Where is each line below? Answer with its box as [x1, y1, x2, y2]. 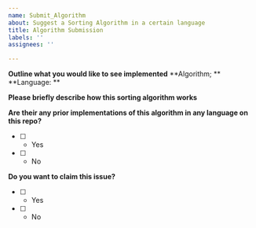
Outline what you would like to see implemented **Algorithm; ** [8, 69, 221, 79]
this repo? [8, 116, 42, 126]
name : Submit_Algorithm [8, 11, 86, 20]
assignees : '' [8, 41, 55, 49]
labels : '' [8, 33, 44, 42]
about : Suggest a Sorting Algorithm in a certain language [8, 19, 206, 27]
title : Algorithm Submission [8, 26, 104, 34]
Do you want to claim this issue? [8, 172, 116, 182]
